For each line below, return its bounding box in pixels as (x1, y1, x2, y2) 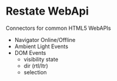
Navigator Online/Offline (14, 36, 76, 43)
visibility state (23, 55, 58, 63)
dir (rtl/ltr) (23, 62, 48, 69)
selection (23, 68, 47, 76)
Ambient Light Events (14, 43, 68, 50)
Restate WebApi (5, 4, 89, 18)
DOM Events (14, 49, 46, 56)
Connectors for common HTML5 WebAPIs (5, 24, 112, 32)
